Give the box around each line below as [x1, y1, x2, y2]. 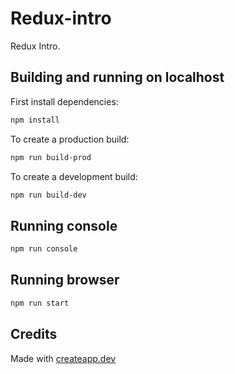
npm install [10, 115, 60, 125]
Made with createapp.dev [10, 352, 117, 364]
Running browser [10, 272, 120, 289]
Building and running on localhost [10, 69, 225, 86]
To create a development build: [10, 170, 138, 182]
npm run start [10, 298, 70, 308]
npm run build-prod [10, 152, 92, 162]
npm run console [10, 244, 78, 254]
